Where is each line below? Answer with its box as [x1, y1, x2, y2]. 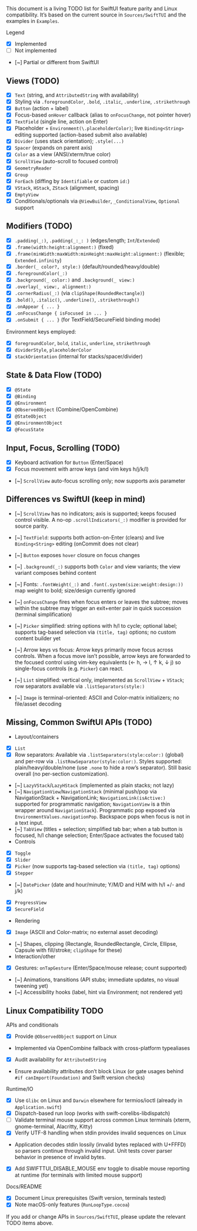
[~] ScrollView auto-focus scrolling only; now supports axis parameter [14, 477, 186, 484]
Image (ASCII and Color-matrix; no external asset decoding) [14, 929, 158, 935]
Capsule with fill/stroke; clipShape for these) [14, 947, 122, 954]
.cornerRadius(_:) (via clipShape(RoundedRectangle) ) [14, 290, 145, 297]
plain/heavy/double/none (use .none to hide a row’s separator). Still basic [14, 764, 192, 771]
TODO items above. [6, 1219, 54, 1226]
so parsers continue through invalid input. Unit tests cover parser [14, 1147, 172, 1154]
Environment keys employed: [6, 328, 76, 335]
